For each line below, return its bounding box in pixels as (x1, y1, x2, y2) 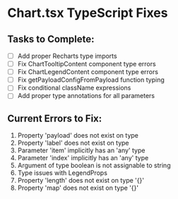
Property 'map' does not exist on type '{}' (17, 183, 139, 192)
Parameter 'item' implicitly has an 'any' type (17, 146, 146, 155)
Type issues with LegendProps (17, 169, 108, 177)
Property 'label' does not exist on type (17, 139, 129, 147)
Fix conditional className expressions (17, 83, 131, 92)
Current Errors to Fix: (7, 112, 102, 124)
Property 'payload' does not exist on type (17, 131, 139, 140)
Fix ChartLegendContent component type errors (17, 68, 159, 76)
